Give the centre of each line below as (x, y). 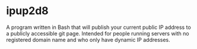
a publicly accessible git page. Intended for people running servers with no (98, 33)
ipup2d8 (27, 11)
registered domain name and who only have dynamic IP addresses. (88, 40)
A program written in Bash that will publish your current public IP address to (99, 27)
